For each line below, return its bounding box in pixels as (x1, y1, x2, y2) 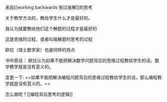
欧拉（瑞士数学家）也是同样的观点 (5, 47, 75, 52)
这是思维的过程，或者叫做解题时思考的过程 (5, 36, 93, 42)
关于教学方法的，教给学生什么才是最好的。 (5, 15, 93, 21)
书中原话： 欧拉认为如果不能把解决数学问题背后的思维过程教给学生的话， (5, 57, 155, 63)
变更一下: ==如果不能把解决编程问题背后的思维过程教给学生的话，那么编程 (5, 74, 158, 80)
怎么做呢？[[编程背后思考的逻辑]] (5, 91, 73, 97)
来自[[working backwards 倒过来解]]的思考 (5, 4, 93, 10)
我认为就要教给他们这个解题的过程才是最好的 (5, 25, 97, 31)
